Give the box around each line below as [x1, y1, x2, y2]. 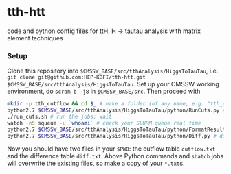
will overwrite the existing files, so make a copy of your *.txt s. [7, 159, 185, 168]
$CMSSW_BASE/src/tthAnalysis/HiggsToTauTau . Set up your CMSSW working [7, 80, 220, 88]
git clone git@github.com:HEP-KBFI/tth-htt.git [7, 74, 146, 81]
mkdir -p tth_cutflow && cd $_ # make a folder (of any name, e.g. [7, 101, 205, 108]
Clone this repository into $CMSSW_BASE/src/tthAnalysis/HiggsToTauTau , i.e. [7, 66, 219, 75]
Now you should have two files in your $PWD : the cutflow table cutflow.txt [7, 145, 216, 153]
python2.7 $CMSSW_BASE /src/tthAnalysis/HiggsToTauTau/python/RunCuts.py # [7, 107, 226, 114]
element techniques [7, 34, 63, 42]
